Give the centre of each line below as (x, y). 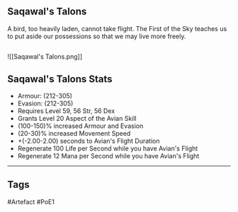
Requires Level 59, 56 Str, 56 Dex (66, 111)
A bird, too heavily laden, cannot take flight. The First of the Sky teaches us (117, 28)
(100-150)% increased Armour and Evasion (80, 126)
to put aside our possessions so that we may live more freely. (97, 36)
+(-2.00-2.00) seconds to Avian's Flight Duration (89, 141)
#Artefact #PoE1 (31, 201)
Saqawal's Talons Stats (60, 79)
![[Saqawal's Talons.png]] (45, 57)
